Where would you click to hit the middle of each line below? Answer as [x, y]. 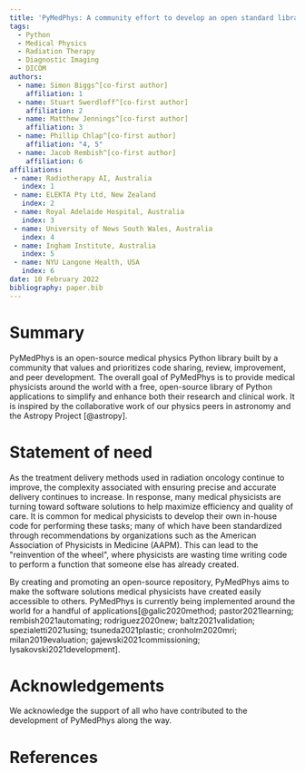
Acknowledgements [87, 685]
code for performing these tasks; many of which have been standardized [146, 525]
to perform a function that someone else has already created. [124, 564]
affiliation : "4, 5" [64, 144]
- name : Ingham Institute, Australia [84, 246]
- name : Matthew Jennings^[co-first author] [103, 119]
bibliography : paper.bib [56, 288]
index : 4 [38, 237]
